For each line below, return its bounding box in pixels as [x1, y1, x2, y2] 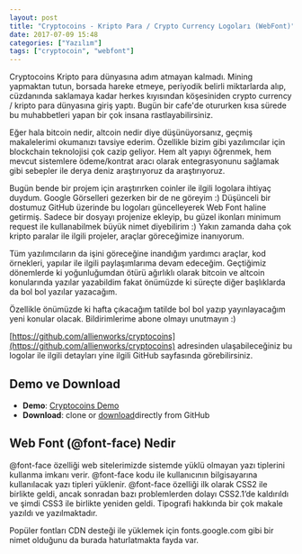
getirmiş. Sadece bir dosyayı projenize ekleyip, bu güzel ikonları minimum [9, 212, 281, 223]
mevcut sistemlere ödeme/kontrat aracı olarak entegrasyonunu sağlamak [9, 156, 280, 167]
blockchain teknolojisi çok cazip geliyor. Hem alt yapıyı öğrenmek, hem [9, 146, 272, 158]
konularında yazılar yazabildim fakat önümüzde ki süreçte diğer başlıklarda [9, 277, 286, 288]
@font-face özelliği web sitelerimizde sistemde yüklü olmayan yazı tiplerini [9, 459, 286, 470]
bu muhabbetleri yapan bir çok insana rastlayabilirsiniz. [9, 110, 214, 121]
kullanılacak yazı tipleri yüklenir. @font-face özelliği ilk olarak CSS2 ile [9, 478, 268, 489]
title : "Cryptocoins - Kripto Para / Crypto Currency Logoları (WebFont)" [9, 22, 296, 31]
